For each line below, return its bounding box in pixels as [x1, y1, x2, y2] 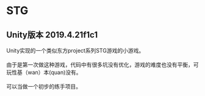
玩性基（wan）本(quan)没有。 [6, 68, 82, 76]
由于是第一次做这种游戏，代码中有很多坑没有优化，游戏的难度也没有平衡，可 [6, 61, 199, 68]
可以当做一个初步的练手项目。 [6, 83, 81, 90]
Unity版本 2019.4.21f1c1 [6, 29, 98, 40]
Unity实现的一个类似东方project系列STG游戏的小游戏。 [6, 47, 145, 54]
